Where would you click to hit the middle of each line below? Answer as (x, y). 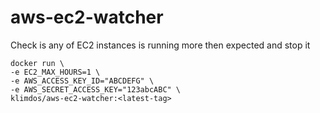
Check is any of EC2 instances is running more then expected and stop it (160, 45)
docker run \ (37, 63)
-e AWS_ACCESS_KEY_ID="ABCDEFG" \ (82, 81)
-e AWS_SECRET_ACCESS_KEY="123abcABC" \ (96, 89)
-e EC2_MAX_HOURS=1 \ (55, 72)
